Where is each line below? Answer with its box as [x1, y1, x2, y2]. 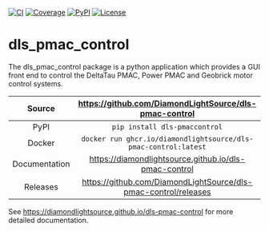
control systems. [8, 78, 63, 88]
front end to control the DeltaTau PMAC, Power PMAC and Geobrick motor [8, 70, 254, 80]
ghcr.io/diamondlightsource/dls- [126, 134, 254, 143]
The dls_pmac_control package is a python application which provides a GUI [8, 62, 261, 71]
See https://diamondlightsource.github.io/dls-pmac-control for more [8, 206, 234, 216]
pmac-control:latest [127, 142, 207, 151]
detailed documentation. [8, 215, 89, 225]
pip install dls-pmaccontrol [111, 122, 223, 131]
